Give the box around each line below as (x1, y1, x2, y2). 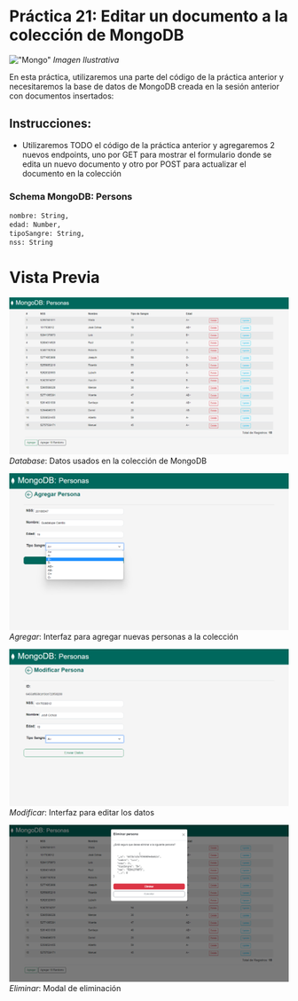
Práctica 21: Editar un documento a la (9, 6, 288, 27)
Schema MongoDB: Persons (9, 190, 133, 202)
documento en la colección (21, 168, 122, 178)
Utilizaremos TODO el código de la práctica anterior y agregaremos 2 (21, 139, 275, 150)
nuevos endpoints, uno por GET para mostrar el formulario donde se (21, 149, 272, 160)
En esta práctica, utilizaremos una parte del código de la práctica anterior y (9, 71, 284, 82)
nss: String (9, 238, 53, 248)
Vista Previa (9, 268, 100, 288)
